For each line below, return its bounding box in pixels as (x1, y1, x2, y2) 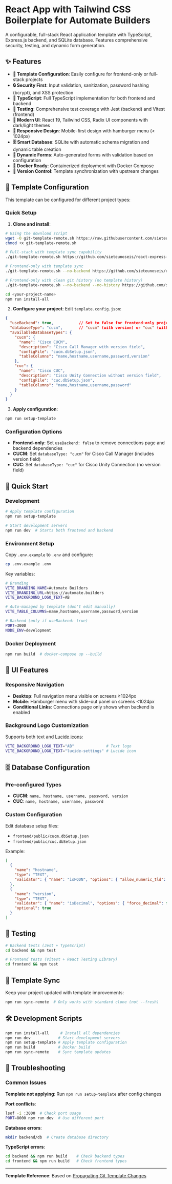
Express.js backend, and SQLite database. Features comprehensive (5, 37, 148, 43)
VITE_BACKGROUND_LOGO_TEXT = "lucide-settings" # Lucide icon (5, 748, 137, 754)
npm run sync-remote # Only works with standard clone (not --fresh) (5, 999, 159, 1005)
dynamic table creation (12, 146, 61, 152)
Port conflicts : (5, 1100, 36, 1107)
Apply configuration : (12, 406, 58, 412)
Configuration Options (5, 428, 62, 436)
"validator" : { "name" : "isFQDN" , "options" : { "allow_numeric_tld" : (14, 877, 166, 882)
